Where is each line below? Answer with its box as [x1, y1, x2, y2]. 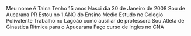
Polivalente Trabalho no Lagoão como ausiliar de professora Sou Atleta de [6, 17, 185, 24]
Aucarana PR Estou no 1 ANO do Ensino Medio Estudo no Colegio [6, 11, 164, 18]
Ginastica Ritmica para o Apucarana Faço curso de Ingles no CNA [6, 23, 165, 30]
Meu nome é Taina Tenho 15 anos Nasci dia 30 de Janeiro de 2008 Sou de [6, 5, 186, 12]
